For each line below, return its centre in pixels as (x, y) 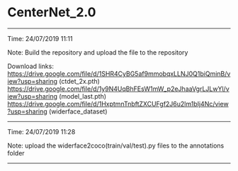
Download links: (31, 66)
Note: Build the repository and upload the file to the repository (98, 52)
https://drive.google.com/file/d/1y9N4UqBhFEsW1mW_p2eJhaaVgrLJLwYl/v (119, 89)
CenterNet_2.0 (52, 12)
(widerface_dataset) (78, 111)
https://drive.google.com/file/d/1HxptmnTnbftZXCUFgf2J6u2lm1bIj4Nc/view (118, 104)
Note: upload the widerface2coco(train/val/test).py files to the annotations (116, 145)
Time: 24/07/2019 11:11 (40, 38)
